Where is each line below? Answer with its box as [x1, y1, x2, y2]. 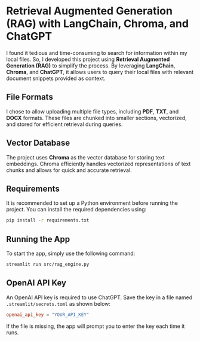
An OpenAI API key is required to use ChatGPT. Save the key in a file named [6, 294, 193, 301]
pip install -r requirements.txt [6, 217, 90, 223]
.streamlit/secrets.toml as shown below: [6, 300, 111, 307]
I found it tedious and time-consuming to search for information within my [6, 49, 187, 56]
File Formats [6, 92, 54, 102]
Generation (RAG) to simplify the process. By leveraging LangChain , [6, 62, 176, 69]
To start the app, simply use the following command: [6, 250, 136, 257]
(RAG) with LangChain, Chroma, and [6, 17, 189, 30]
